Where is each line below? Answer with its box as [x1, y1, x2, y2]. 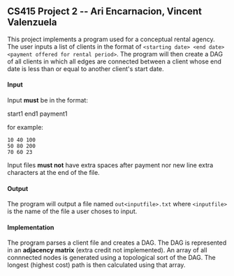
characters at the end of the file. [7, 169, 100, 177]
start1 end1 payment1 [7, 109, 68, 118]
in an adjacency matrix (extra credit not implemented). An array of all [7, 246, 207, 254]
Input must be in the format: [7, 96, 89, 105]
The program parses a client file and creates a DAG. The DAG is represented [7, 238, 227, 247]
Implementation [7, 223, 54, 231]
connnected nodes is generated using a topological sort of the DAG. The [7, 254, 216, 262]
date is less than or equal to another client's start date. [7, 64, 164, 72]
